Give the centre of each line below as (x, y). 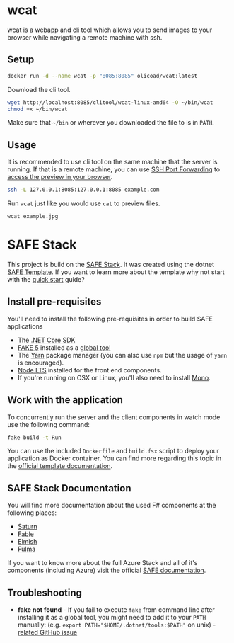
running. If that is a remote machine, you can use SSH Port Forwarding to (114, 169)
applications (25, 326)
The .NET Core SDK (46, 340)
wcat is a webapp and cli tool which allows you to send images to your (110, 30)
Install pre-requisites (54, 302)
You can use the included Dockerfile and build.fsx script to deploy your (113, 451)
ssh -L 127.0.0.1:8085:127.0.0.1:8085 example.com (83, 190)
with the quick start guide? (46, 279)
